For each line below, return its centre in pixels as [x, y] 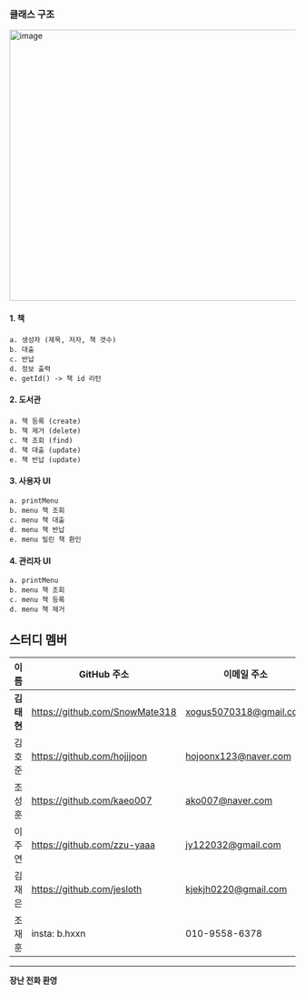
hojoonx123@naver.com [239, 756]
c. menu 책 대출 [37, 520]
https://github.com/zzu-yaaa [93, 845]
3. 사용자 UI [30, 481]
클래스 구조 [32, 14]
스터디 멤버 [39, 640]
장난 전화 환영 [33, 980]
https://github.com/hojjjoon [89, 756]
